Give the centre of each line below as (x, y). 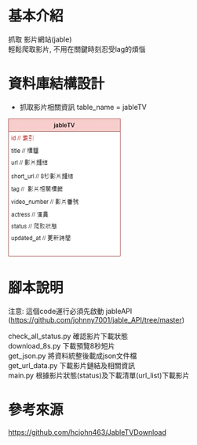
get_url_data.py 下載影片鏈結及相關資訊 (72, 365)
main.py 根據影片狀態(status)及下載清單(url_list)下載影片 (99, 375)
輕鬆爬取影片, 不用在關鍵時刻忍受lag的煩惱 (77, 49)
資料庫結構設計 (57, 84)
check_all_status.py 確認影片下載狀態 (68, 336)
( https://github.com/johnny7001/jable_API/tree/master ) (97, 319)
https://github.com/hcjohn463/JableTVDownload (88, 432)
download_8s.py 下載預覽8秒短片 (62, 345)
